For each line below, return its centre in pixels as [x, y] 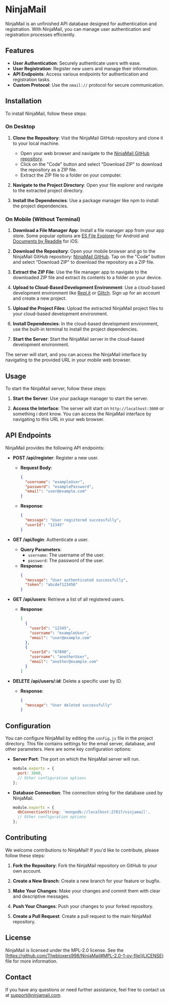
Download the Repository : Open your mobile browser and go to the [84, 251]
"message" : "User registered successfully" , [73, 520]
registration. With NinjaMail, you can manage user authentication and [78, 29]
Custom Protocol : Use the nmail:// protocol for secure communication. [88, 85]
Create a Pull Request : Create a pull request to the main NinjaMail [82, 916]
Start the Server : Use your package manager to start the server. [80, 398]
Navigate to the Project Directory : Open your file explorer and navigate [88, 185]
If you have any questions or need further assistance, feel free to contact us [85, 990]
